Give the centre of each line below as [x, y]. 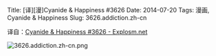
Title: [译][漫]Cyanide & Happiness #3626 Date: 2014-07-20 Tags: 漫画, [108, 10]
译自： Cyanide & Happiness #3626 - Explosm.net [77, 32]
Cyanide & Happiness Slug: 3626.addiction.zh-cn [77, 18]
